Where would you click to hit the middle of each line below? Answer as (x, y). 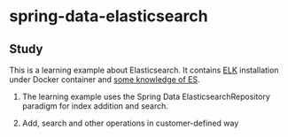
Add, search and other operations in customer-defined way (130, 123)
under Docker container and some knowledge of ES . (105, 80)
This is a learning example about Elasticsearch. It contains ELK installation (144, 70)
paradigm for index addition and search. (95, 106)
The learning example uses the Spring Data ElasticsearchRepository (146, 96)
